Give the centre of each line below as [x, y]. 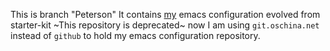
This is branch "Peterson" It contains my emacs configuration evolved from [165, 14]
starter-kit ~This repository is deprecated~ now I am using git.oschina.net [165, 25]
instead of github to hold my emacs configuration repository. [135, 35]
